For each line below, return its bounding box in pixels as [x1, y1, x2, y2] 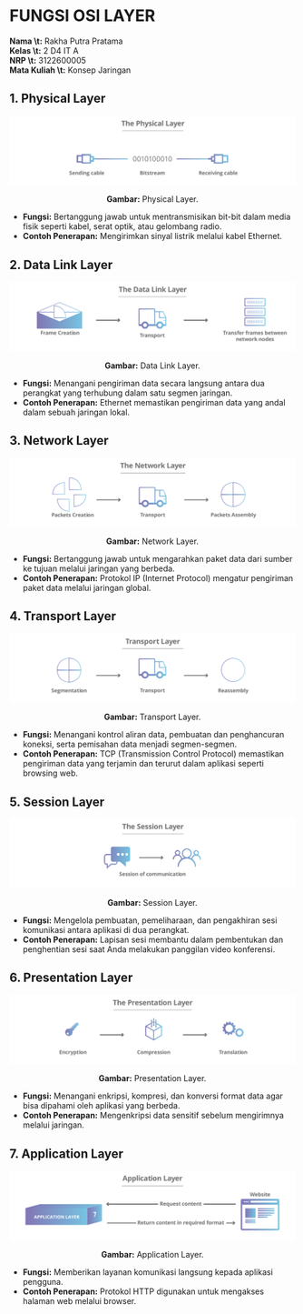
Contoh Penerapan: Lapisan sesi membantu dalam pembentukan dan [22, 934, 284, 945]
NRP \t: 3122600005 [9, 55, 86, 65]
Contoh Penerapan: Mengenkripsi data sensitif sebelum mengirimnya [22, 1110, 284, 1121]
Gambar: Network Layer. [105, 536, 200, 547]
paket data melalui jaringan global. [22, 583, 151, 594]
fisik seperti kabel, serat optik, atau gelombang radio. [22, 221, 222, 232]
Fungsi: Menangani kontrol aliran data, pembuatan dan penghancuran [22, 729, 285, 740]
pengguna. [22, 1276, 64, 1287]
